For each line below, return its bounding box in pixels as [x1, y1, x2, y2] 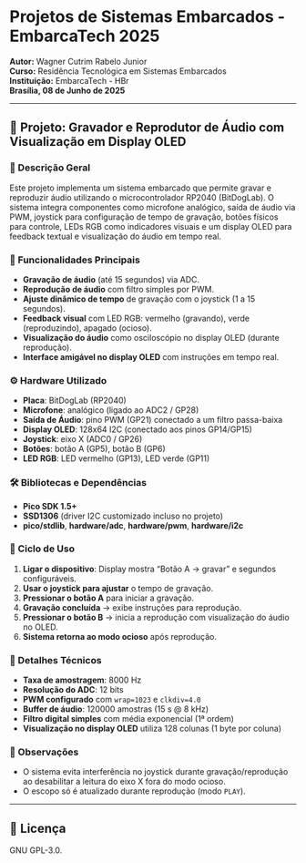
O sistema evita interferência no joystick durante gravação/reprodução [22, 766, 289, 777]
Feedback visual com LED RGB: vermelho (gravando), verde [22, 313, 250, 324]
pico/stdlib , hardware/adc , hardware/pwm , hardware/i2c [22, 519, 244, 530]
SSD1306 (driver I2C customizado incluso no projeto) [22, 510, 224, 521]
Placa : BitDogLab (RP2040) [22, 395, 127, 406]
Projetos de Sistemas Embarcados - [9, 6, 285, 27]
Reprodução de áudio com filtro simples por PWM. [22, 283, 215, 294]
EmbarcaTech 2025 [9, 26, 160, 46]
